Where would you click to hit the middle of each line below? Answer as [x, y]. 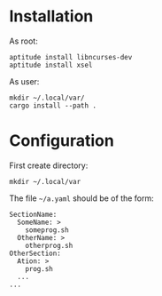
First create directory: [49, 165]
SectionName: [33, 214]
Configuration [62, 141]
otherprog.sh [49, 245]
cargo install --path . [53, 105]
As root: [23, 41]
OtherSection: [35, 253]
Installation [51, 16]
